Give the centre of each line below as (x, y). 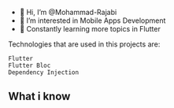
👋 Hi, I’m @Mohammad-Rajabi (68, 12)
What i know (39, 97)
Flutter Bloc (30, 65)
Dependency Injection (44, 73)
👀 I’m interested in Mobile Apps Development (93, 20)
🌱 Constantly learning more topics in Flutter (90, 29)
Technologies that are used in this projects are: (84, 44)
